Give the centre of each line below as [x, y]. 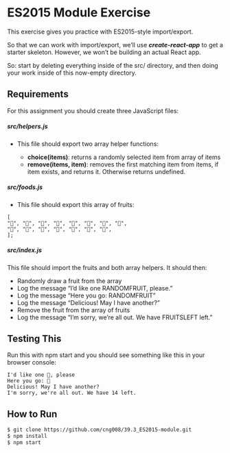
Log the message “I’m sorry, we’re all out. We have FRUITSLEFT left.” [115, 317]
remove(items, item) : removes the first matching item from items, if [123, 164]
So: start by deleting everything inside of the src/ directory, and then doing [113, 65]
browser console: [32, 363]
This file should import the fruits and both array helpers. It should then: [107, 267]
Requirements [38, 94]
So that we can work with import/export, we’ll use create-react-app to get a [115, 45]
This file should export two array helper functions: [88, 144]
